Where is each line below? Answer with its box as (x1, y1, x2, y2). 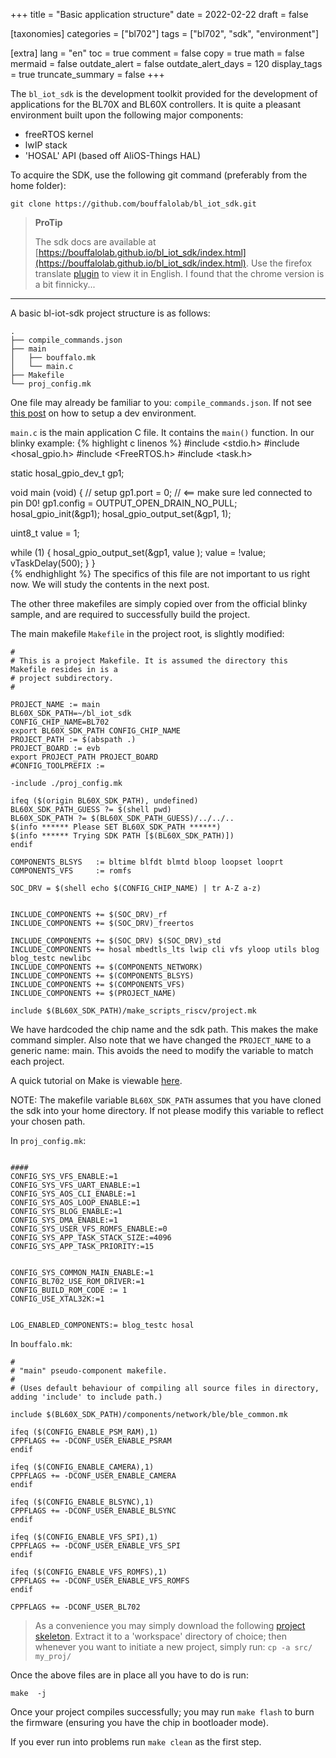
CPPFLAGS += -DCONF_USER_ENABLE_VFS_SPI (10, 1541, 182, 1551)
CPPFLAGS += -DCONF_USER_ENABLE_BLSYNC (10, 1506, 177, 1516)
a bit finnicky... (34, 279, 96, 290)
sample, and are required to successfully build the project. (10, 609, 251, 620)
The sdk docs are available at (34, 236, 157, 248)
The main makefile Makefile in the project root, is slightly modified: (10, 628, 285, 639)
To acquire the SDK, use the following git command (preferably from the (10, 169, 308, 181)
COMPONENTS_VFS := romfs (10, 866, 132, 876)
